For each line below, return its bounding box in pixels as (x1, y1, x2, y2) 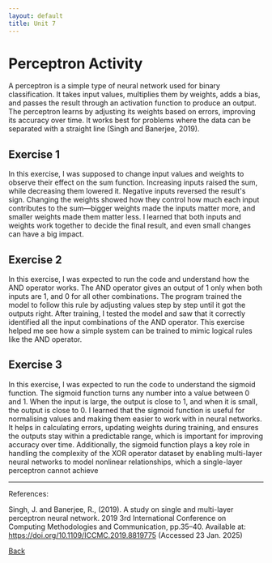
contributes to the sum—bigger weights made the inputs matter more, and (8, 203, 256, 213)
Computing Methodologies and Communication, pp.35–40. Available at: (8, 522, 246, 531)
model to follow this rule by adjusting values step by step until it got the (8, 301, 246, 310)
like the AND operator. (8, 335, 83, 344)
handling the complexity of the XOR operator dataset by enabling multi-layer (8, 448, 263, 458)
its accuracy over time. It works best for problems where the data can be (8, 115, 251, 126)
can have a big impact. (8, 229, 84, 239)
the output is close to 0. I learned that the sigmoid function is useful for (8, 405, 245, 415)
